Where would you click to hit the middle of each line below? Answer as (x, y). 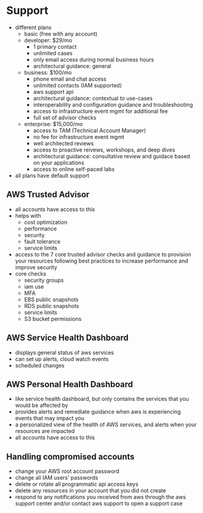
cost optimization (46, 222)
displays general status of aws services (64, 352)
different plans (33, 27)
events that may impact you (50, 418)
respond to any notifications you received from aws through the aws (100, 497)
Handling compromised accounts (71, 456)
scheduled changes (40, 365)
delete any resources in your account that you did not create (91, 491)
